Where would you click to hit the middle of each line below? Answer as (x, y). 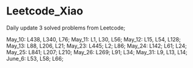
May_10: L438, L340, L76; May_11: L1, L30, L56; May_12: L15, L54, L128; (93, 39)
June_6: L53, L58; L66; (35, 58)
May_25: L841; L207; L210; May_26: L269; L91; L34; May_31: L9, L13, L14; (97, 52)
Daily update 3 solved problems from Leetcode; (66, 28)
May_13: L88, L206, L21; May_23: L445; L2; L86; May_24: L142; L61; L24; (96, 46)
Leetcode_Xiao (45, 11)
